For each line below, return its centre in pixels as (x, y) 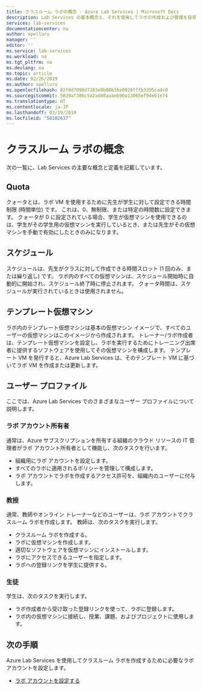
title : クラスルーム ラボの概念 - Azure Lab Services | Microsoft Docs (93, 12)
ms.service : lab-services (38, 51)
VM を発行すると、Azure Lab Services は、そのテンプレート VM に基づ (106, 357)
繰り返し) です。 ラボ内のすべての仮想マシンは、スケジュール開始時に (103, 276)
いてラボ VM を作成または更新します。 (54, 365)
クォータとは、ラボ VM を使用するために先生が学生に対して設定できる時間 (99, 202)
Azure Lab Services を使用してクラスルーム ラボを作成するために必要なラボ (100, 661)
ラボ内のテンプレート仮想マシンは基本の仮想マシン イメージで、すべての (96, 327)
